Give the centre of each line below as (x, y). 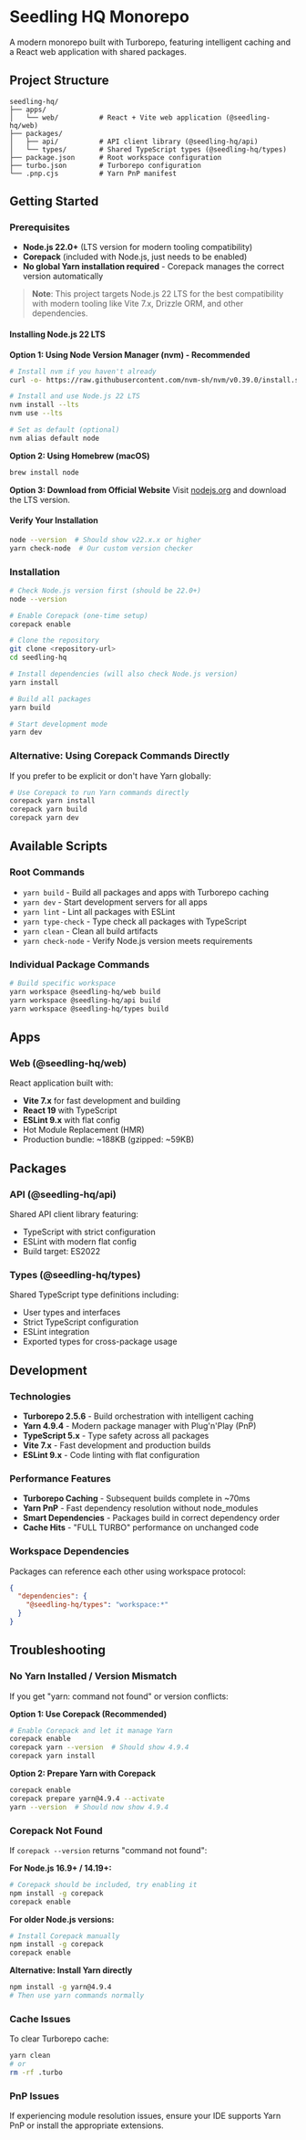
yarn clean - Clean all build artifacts (90, 931)
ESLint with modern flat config (79, 1241)
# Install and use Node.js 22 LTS (75, 396)
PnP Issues (35, 2095)
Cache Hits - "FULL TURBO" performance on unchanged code (141, 1527)
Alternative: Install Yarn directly (71, 1970)
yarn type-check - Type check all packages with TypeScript (135, 921)
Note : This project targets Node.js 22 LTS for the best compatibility (158, 294)
